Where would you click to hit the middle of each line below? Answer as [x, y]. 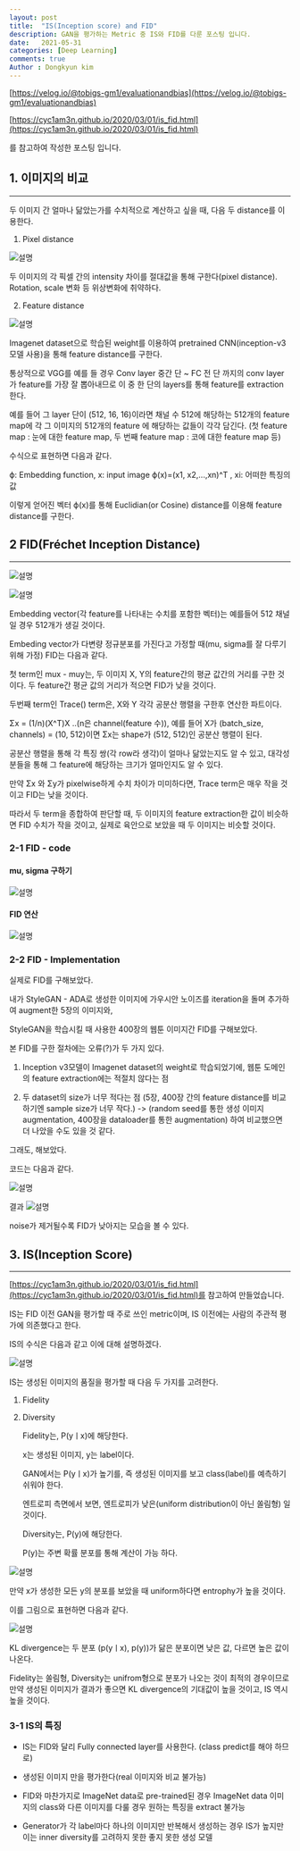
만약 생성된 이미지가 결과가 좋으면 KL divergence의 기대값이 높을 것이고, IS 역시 [149, 1688]
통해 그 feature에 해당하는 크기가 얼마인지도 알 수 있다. [128, 764]
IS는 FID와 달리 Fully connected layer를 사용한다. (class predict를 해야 [147, 1746]
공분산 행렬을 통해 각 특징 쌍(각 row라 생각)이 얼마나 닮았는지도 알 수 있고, [137, 753]
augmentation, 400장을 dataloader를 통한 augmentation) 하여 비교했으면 [152, 1120]
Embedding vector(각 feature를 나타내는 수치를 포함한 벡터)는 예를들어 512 [142, 614]
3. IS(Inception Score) [71, 1255]
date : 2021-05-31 [46, 42]
